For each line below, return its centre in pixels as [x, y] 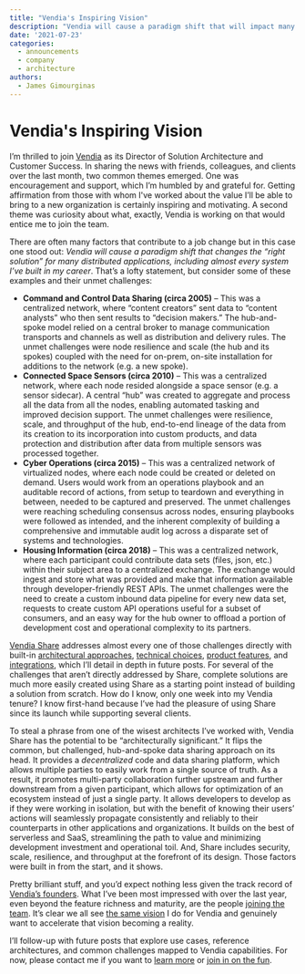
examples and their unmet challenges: [81, 280]
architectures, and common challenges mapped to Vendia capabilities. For [149, 950]
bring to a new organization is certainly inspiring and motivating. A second [149, 204]
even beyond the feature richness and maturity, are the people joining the [147, 903]
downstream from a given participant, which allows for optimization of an [147, 789]
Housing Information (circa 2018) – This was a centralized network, [151, 550]
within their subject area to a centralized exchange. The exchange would [159, 569]
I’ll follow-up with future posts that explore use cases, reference [129, 940]
